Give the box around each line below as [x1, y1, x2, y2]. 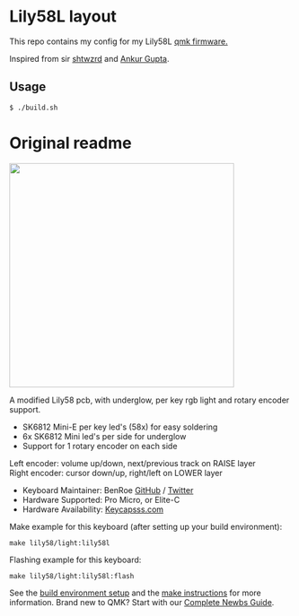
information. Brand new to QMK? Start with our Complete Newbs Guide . [9, 596, 275, 607]
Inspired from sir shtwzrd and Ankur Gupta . [9, 53, 170, 64]
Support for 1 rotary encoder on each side [22, 440, 178, 451]
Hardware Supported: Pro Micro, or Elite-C [22, 494, 180, 505]
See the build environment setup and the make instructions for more [9, 587, 262, 598]
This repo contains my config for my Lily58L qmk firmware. [9, 36, 228, 47]
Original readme [9, 133, 132, 153]
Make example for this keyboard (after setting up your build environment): [9, 521, 283, 532]
